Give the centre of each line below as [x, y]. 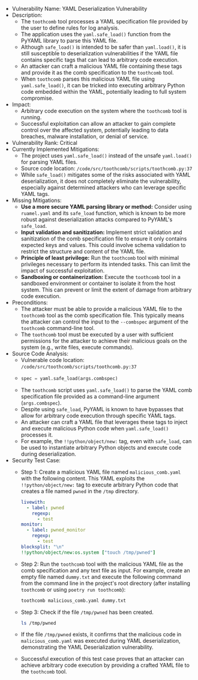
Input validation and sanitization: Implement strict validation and [101, 232]
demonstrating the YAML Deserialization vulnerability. [87, 647]
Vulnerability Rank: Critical [45, 143]
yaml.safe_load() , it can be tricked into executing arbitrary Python [103, 85]
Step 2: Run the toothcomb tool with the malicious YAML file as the [102, 564]
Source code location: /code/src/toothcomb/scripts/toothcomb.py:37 [106, 168]
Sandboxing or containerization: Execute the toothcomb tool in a [101, 277]
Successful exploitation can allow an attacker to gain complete [98, 124]
